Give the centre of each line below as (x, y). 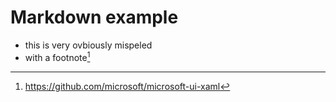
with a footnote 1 (57, 56)
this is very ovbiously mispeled (88, 45)
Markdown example (94, 17)
